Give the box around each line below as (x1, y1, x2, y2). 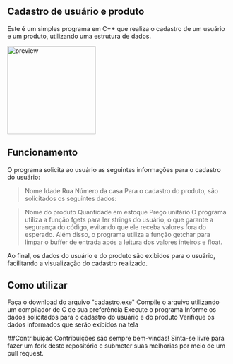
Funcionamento (7, 147, 78, 159)
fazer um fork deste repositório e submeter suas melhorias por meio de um (7, 341, 226, 350)
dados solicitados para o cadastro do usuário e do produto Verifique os (7, 313, 215, 322)
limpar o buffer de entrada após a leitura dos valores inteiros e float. (24, 238, 222, 246)
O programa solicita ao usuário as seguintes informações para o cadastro (7, 165, 221, 174)
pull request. (7, 349, 44, 358)
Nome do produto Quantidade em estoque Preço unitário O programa (24, 207, 227, 216)
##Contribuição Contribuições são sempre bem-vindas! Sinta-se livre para (7, 334, 225, 343)
